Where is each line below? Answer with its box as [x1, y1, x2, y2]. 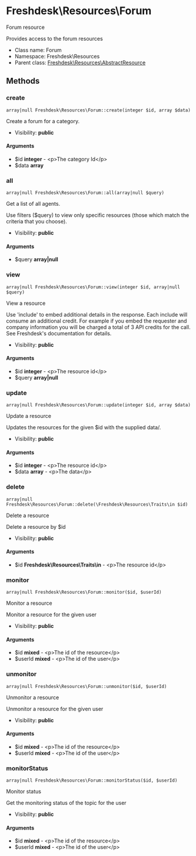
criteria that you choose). [6, 218, 68, 225]
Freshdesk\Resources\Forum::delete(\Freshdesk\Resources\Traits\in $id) [6, 501, 188, 508]
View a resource [6, 299, 46, 307]
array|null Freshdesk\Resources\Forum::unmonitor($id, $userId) [6, 683, 167, 689]
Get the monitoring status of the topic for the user [6, 799, 127, 806]
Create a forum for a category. [6, 117, 80, 124]
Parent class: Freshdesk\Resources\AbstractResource [14, 59, 146, 66]
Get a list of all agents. [6, 200, 61, 208]
